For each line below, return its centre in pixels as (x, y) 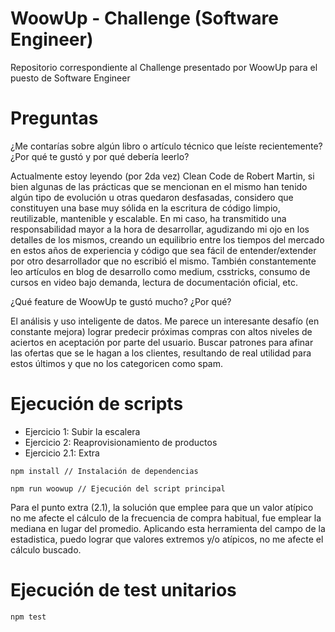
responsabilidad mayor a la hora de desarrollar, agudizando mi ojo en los (160, 229)
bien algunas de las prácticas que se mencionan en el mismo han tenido (159, 186)
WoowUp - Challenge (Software (144, 18)
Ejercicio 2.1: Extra (62, 453)
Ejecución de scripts (97, 404)
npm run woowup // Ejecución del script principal (118, 488)
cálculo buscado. (46, 549)
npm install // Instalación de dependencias (104, 471)
